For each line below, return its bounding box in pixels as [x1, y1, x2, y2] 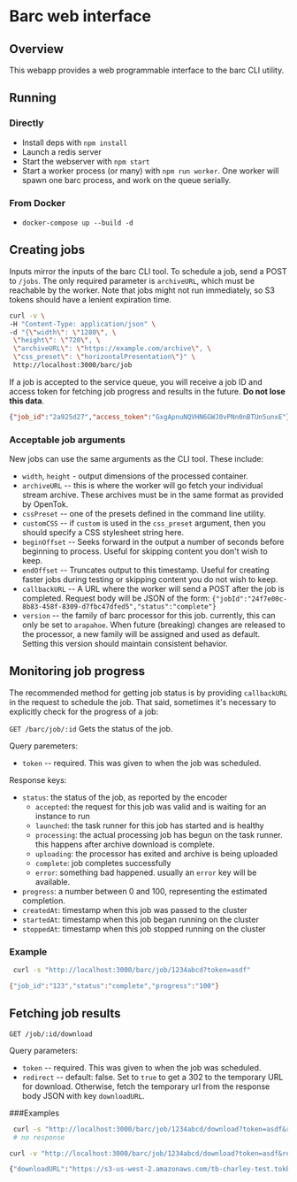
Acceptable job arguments [9, 434, 126, 446]
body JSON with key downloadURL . [21, 1090, 145, 1101]
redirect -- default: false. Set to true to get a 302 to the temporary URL [21, 1071, 284, 1082]
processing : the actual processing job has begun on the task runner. [34, 829, 283, 840]
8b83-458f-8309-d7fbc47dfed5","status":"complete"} [21, 603, 217, 611]
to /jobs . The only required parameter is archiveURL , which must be [9, 275, 255, 286]
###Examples [9, 1108, 60, 1118]
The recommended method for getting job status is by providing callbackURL [9, 687, 288, 698]
